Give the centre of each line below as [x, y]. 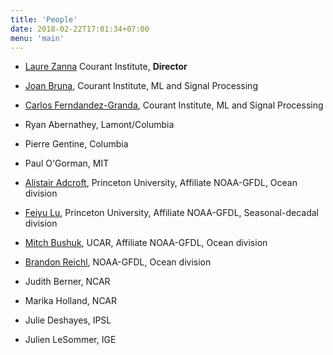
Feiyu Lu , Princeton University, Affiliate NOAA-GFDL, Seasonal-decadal [171, 213]
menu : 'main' [37, 38]
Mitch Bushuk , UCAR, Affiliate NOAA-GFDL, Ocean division [146, 243]
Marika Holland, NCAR [71, 301]
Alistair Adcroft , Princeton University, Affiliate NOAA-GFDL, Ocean [161, 183]
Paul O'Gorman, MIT [67, 163]
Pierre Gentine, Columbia [76, 144]
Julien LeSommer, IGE [70, 340]
